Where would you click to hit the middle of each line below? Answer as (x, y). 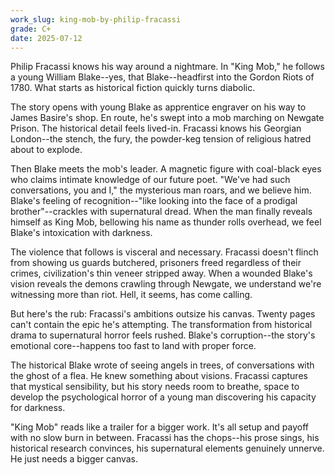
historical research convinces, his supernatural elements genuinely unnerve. (167, 448)
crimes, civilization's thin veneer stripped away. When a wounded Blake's (161, 273)
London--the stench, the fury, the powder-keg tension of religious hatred (161, 139)
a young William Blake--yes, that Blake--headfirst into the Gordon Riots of (162, 77)
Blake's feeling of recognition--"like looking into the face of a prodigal (154, 201)
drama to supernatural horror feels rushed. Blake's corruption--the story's (163, 335)
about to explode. (46, 150)
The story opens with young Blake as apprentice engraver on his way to (158, 107)
